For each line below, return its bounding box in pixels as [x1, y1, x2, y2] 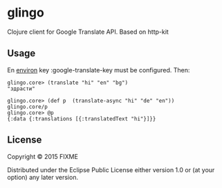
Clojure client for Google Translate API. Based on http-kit [7, 28, 169, 36]
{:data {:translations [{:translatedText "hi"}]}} [7, 115, 156, 122]
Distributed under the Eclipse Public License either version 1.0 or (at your [7, 165, 215, 174]
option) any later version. [7, 173, 78, 181]
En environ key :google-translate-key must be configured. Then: [7, 65, 190, 74]
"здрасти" [7, 85, 36, 92]
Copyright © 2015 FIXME [7, 152, 78, 160]
